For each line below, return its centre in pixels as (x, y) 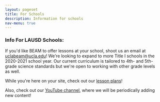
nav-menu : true (20, 23)
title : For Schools (25, 14)
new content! (18, 95)
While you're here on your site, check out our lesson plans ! (64, 81)
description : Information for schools (44, 18)
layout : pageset (21, 9)
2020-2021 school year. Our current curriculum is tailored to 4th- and (74, 61)
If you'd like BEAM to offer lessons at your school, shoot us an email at (75, 51)
